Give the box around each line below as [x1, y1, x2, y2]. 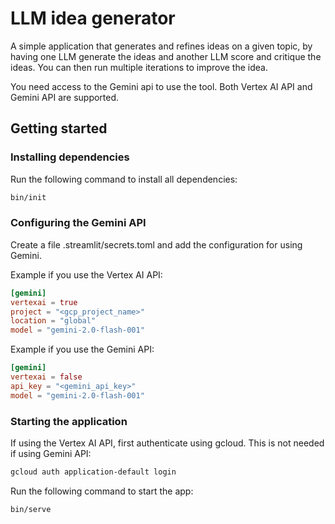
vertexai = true [10, 297, 78, 307]
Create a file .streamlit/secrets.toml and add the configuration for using [10, 238, 303, 251]
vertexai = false [10, 372, 83, 382]
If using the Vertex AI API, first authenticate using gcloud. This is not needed [10, 437, 325, 449]
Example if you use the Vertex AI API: [10, 268, 163, 281]
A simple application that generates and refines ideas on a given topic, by [10, 40, 313, 52]
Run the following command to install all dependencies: [10, 173, 238, 185]
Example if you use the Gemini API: [10, 343, 155, 356]
